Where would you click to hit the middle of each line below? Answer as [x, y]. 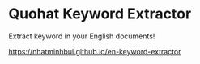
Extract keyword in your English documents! [82, 36]
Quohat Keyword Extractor [100, 14]
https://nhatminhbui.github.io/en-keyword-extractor [95, 51]
